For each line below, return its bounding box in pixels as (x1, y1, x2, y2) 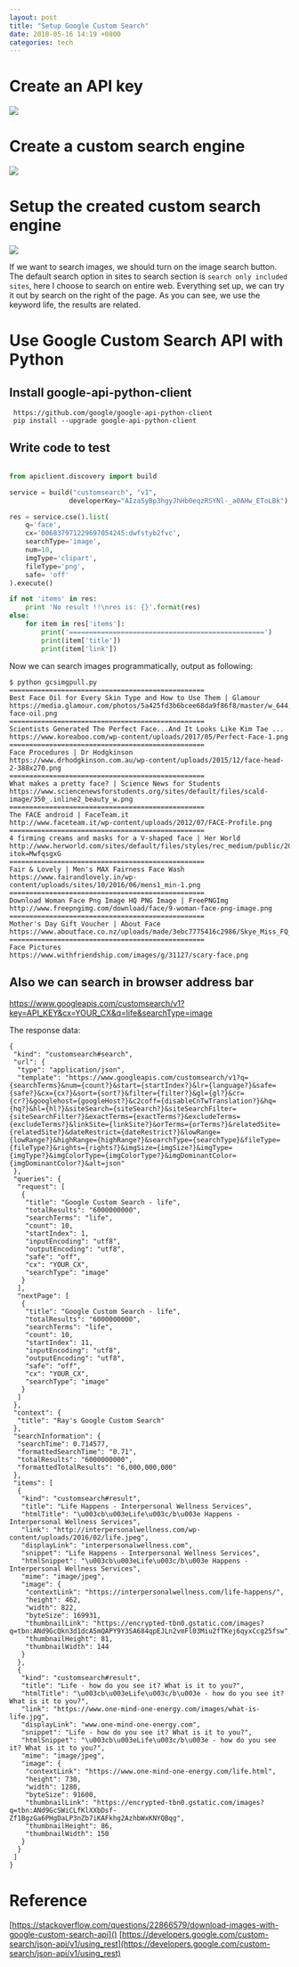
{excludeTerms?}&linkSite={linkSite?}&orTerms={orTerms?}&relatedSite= (9, 1120, 280, 1130)
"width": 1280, (25, 1783, 82, 1792)
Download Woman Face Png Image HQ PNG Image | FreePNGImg (9, 896, 229, 905)
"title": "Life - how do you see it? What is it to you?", (20, 1681, 245, 1691)
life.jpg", (9, 1712, 50, 1722)
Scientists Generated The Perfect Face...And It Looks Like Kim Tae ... (9, 724, 285, 733)
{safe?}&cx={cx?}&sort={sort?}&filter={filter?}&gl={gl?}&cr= (9, 1089, 245, 1098)
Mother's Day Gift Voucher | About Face (9, 919, 162, 928)
